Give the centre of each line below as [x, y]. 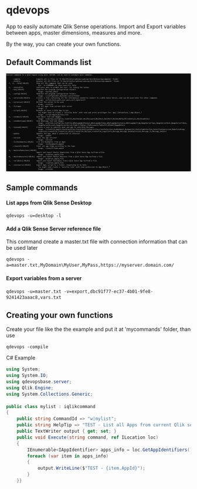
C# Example [21, 358]
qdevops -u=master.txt [34, 291]
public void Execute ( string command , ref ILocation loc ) [88, 437]
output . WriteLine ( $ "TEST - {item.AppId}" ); [91, 468]
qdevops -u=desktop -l [34, 216]
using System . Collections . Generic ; [50, 394]
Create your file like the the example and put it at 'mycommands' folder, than [98, 330]
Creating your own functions [60, 315]
